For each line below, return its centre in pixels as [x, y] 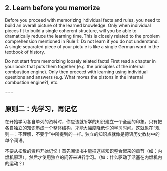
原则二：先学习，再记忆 [41, 109]
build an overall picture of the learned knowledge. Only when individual [78, 25]
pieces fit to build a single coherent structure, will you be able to [71, 30]
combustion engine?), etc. [32, 82]
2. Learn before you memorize [53, 8]
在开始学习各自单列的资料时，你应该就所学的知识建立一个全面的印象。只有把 [83, 121]
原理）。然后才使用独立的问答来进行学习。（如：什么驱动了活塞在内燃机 [85, 157]
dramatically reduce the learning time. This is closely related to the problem [83, 36]
